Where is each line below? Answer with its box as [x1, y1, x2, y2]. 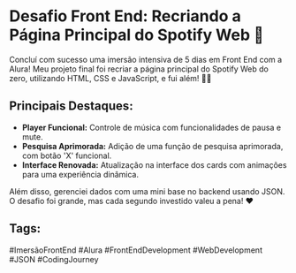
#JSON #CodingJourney [9, 254, 99, 264]
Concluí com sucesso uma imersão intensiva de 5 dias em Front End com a [9, 54, 283, 64]
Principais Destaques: [9, 99, 134, 114]
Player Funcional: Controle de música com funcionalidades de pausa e [21, 122, 281, 133]
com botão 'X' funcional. [21, 150, 112, 161]
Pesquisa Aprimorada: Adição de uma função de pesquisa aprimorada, [21, 140, 284, 151]
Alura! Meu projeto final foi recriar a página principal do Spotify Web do [9, 64, 269, 74]
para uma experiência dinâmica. [21, 169, 140, 179]
